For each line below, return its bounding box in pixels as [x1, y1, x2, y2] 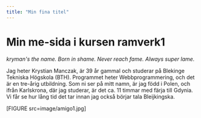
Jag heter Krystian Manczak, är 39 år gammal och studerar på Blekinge [6, 67, 185, 74]
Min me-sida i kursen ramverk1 [6, 35, 166, 49]
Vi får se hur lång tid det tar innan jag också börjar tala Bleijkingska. [6, 92, 175, 100]
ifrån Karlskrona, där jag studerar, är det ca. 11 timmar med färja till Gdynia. [6, 86, 193, 94]
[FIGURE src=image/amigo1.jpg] [6, 105, 86, 112]
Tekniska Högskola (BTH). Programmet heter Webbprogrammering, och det [6, 74, 195, 81]
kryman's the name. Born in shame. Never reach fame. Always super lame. [6, 55, 195, 63]
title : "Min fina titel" [6, 9, 69, 15]
